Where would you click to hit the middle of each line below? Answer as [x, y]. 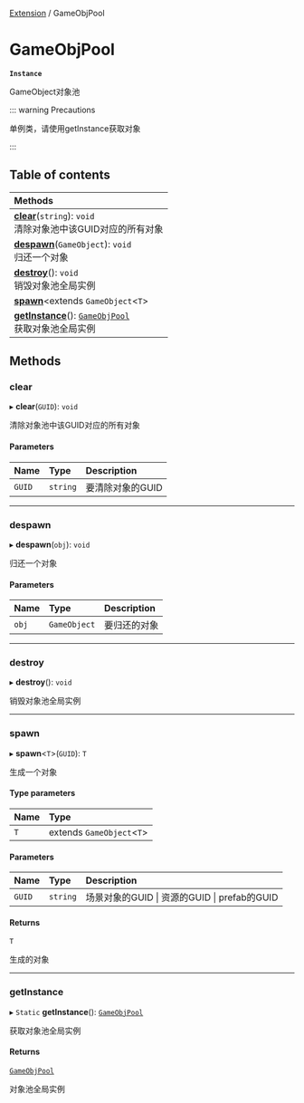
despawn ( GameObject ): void [73, 244]
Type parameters [43, 793]
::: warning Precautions [52, 110]
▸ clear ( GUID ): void [44, 407]
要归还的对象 [131, 626]
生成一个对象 [33, 772]
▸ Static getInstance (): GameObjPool [76, 1012]
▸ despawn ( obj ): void [50, 544]
